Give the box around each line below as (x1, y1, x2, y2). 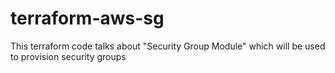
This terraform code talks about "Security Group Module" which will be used (10, 40, 326, 52)
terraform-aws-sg (10, 7, 165, 30)
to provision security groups (10, 50, 127, 62)
